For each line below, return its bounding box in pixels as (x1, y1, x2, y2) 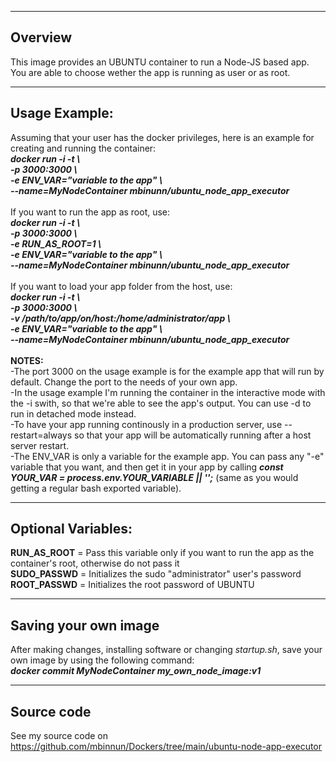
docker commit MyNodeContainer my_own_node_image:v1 (10, 665, 262, 677)
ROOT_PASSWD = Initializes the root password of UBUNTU (10, 579, 255, 591)
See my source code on (10, 730, 109, 742)
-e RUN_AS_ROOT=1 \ (10, 237, 102, 250)
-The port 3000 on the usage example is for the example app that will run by (10, 365, 325, 377)
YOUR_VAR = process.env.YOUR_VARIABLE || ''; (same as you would (10, 471, 299, 483)
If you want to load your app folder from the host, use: (10, 280, 233, 292)
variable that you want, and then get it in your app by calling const (10, 461, 284, 473)
